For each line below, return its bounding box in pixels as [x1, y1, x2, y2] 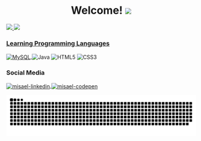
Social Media [6, 68, 45, 77]
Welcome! [71, 4, 123, 17]
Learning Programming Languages [6, 39, 110, 47]
